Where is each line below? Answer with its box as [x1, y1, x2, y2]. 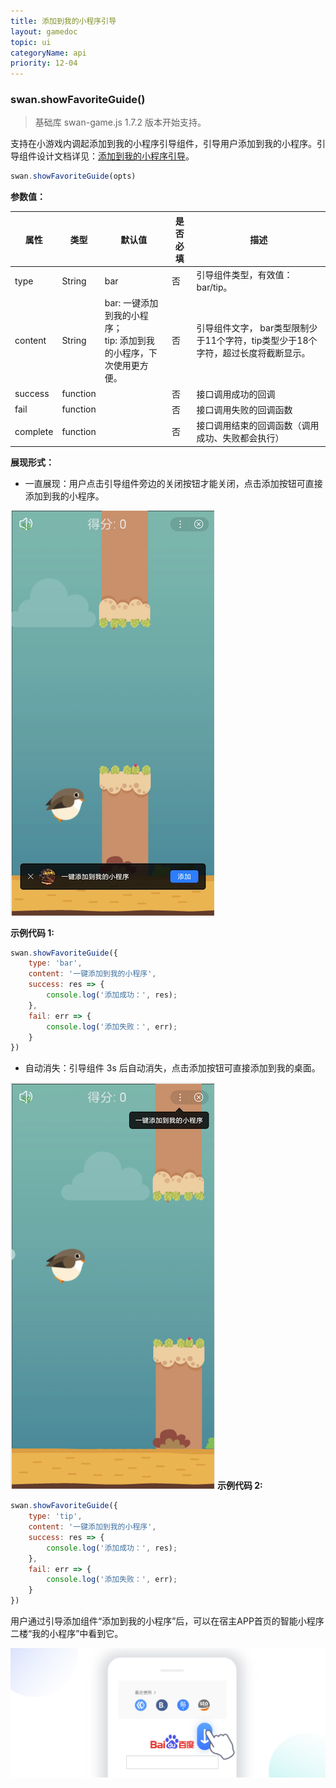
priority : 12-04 [10, 58, 78, 69]
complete [14, 425, 54, 437]
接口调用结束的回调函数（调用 [196, 420, 320, 432]
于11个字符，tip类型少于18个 [196, 335, 318, 347]
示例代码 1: [10, 926, 55, 939]
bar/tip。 [196, 281, 233, 294]
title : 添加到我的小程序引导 [10, 16, 117, 26]
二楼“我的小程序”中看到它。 [10, 1628, 124, 1640]
